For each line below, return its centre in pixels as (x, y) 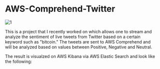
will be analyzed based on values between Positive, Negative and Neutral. (79, 47)
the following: (19, 61)
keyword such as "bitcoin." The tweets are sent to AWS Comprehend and (78, 41)
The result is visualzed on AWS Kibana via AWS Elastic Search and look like (80, 56)
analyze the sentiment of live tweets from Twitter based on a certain (73, 37)
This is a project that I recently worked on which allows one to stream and (79, 31)
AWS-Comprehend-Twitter (60, 9)
